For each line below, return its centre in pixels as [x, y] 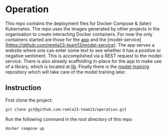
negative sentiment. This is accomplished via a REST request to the [76, 56]
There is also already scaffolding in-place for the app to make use [92, 61]
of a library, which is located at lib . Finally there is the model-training [77, 66]
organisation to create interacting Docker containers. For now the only [79, 34]
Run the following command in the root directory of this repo [69, 119]
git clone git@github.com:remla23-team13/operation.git [66, 109]
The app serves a [136, 45]
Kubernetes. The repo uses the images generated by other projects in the [82, 28]
